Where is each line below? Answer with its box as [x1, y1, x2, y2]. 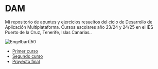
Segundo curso [12, 53, 43, 59]
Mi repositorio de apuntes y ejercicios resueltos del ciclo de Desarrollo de [5, 19, 153, 25]
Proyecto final [12, 58, 40, 64]
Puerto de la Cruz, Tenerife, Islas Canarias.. [5, 29, 92, 35]
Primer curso [12, 48, 38, 54]
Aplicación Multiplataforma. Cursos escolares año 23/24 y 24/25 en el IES [5, 24, 154, 30]
